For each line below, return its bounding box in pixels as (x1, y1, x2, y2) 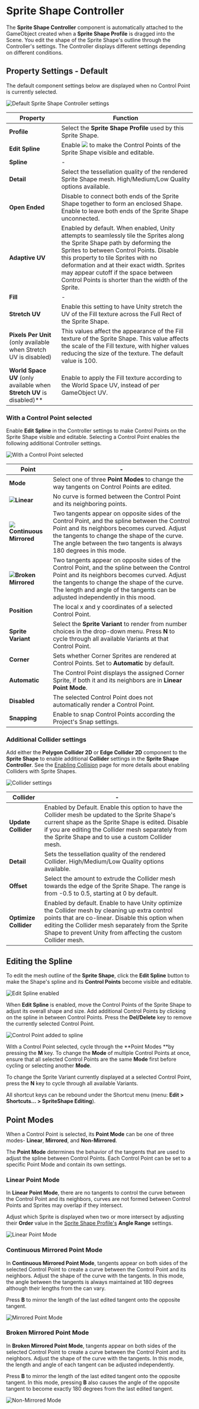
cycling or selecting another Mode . (6, 1062, 92, 1069)
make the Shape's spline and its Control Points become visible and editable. (6, 978, 192, 986)
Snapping (9, 714, 37, 722)
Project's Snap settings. (53, 718, 119, 726)
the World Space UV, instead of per (61, 381, 160, 389)
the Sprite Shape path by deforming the (61, 238, 171, 247)
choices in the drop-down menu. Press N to (53, 627, 175, 636)
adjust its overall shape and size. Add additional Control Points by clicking (6, 1008, 186, 1015)
